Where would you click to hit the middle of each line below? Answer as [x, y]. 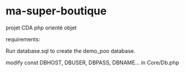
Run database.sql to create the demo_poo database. [71, 51]
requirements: [23, 39]
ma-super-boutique [56, 11]
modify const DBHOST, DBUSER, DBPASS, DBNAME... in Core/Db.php [92, 62]
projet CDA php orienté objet [41, 28]
